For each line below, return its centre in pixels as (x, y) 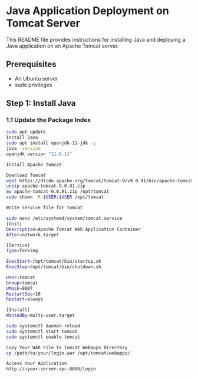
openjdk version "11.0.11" (39, 154)
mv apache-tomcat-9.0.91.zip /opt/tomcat (58, 192)
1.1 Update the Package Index (49, 120)
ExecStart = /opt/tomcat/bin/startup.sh (54, 262)
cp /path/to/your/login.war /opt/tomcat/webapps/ (68, 353)
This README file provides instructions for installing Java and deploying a (96, 39)
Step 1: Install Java (41, 103)
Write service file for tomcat (44, 208)
